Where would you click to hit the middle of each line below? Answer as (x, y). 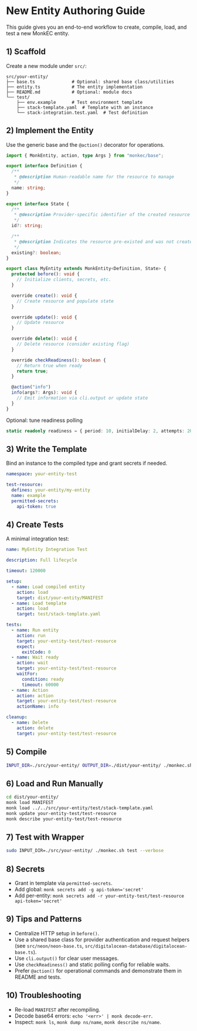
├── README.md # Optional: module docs (69, 92)
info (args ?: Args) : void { (44, 393)
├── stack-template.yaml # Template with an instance (85, 107)
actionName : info (38, 707)
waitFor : (27, 674)
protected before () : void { (46, 274)
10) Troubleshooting (44, 995)
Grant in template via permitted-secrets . (63, 883)
